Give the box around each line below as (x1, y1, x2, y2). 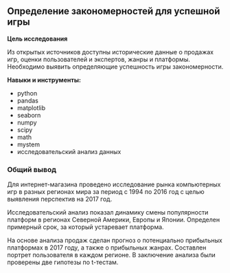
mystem (16, 140, 40, 149)
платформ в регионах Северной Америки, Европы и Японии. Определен (7, 216, 220, 224)
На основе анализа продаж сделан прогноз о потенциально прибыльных (7, 237, 223, 245)
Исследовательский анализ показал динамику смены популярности (7, 208, 209, 217)
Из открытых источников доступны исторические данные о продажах (7, 47, 214, 56)
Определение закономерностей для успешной (7, 6, 220, 17)
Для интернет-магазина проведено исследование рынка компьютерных (7, 180, 221, 188)
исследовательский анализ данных (16, 147, 122, 155)
